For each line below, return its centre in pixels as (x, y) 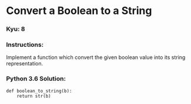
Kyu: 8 (16, 29)
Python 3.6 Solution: (36, 79)
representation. (24, 64)
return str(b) (34, 96)
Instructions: (25, 45)
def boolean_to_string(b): (39, 91)
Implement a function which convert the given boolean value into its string (96, 57)
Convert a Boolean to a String (79, 11)
